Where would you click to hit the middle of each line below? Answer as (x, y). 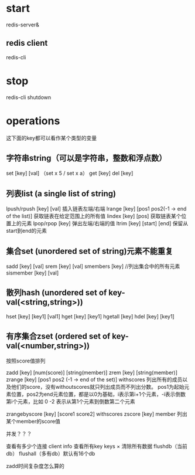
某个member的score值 (33, 421)
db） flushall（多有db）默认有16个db (51, 453)
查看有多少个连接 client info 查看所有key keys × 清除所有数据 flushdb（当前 (97, 446)
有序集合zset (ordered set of (58, 336)
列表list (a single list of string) (61, 193)
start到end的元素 (26, 231)
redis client (27, 43)
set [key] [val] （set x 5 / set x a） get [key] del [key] (70, 173)
